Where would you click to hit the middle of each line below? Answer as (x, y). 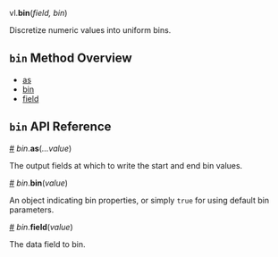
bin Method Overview (71, 58)
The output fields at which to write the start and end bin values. (126, 165)
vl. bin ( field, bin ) (38, 13)
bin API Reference (60, 127)
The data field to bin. (47, 244)
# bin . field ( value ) (41, 227)
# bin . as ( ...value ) (41, 148)
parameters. (32, 210)
